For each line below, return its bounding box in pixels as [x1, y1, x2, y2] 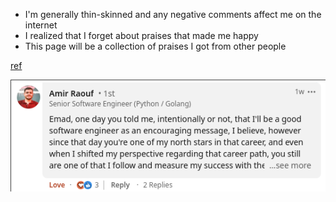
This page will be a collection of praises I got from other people [24, 40, 287, 52]
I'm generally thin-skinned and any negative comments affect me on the [24, 9, 322, 20]
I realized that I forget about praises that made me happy [24, 30, 259, 41]
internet [24, 19, 58, 31]
